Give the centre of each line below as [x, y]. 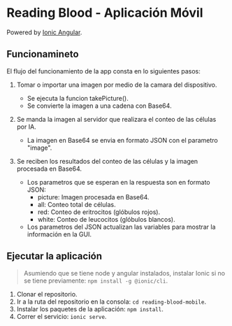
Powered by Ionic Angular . [44, 32]
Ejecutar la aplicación [55, 256]
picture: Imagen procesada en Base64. [93, 197]
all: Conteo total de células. [77, 204]
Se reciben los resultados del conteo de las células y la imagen [107, 161]
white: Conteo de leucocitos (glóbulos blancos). [106, 219]
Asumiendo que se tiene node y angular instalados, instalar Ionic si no [124, 273]
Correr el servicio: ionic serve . [61, 316]
